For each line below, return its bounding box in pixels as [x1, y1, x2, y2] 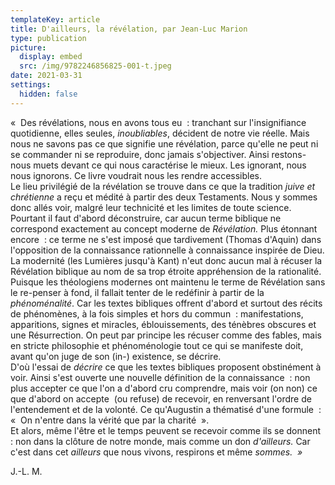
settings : [10, 80, 52, 90]
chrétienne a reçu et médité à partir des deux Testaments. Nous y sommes [10, 191, 318, 203]
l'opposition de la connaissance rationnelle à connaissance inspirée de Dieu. [10, 244, 325, 256]
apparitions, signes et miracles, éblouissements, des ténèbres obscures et [10, 318, 317, 330]
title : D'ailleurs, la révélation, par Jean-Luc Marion [10, 24, 248, 34]
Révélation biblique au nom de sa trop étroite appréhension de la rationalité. [10, 265, 322, 277]
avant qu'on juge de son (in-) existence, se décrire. [10, 350, 222, 362]
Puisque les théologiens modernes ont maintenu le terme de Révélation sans [10, 276, 326, 288]
